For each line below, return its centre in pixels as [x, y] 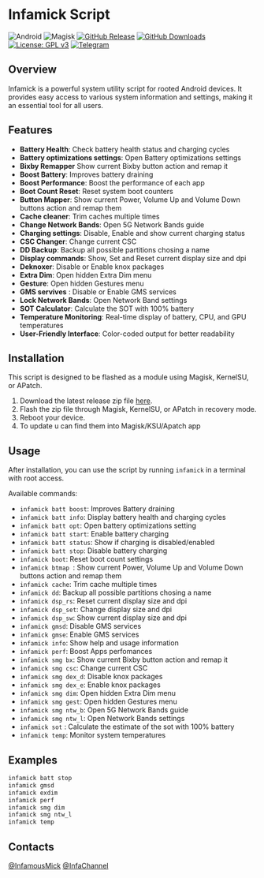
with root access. [36, 478]
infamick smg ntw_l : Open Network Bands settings [102, 719]
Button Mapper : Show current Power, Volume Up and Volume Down [130, 200]
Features [30, 131]
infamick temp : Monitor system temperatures [93, 735]
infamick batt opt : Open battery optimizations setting [108, 525]
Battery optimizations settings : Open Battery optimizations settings [130, 157]
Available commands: [43, 494]
